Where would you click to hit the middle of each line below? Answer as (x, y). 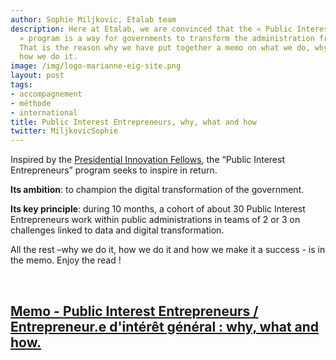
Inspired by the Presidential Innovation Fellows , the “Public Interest (147, 160)
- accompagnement (46, 94)
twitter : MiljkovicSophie (64, 131)
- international (44, 112)
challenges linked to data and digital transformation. (117, 230)
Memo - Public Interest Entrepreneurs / (134, 311)
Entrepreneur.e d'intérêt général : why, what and (165, 326)
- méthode (31, 103)
